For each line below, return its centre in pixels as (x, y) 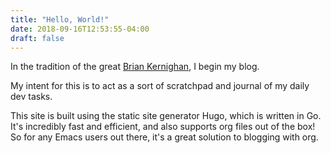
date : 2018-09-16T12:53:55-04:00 (80, 29)
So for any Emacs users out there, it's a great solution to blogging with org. (164, 137)
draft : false (37, 38)
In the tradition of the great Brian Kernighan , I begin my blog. (135, 67)
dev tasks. (31, 97)
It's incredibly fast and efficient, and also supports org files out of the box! (163, 127)
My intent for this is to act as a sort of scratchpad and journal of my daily (160, 86)
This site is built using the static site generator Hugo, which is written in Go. (166, 116)
